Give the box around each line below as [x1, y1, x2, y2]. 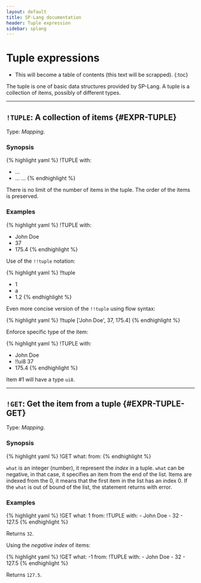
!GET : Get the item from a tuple [6, 398, 121, 408]
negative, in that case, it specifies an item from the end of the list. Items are [6, 470, 192, 477]
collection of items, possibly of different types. [6, 89, 121, 97]
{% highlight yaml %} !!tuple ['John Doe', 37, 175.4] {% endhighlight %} [6, 316, 181, 324]
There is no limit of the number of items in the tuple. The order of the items [6, 187, 190, 194]
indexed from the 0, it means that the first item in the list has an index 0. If [6, 477, 188, 484]
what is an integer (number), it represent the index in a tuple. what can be [6, 464, 185, 471]
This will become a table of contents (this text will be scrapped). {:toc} [14, 71, 188, 79]
